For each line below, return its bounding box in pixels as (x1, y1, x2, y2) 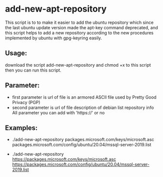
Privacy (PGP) (12, 99, 40, 105)
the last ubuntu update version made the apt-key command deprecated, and (5, 24, 158, 30)
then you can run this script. (5, 67, 62, 73)
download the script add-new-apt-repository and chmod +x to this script (5, 62, 151, 68)
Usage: (5, 49, 28, 57)
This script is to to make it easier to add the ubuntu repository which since (5, 19, 154, 25)
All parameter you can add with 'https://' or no (12, 109, 105, 115)
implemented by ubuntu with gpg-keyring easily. (5, 35, 102, 41)
